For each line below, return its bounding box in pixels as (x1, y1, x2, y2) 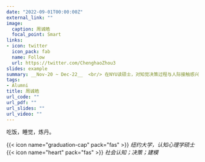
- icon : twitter (6, 43, 48, 49)
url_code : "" (6, 94, 40, 100)
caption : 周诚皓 (12, 26, 51, 32)
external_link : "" (6, 15, 53, 21)
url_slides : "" (6, 105, 45, 111)
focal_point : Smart (12, 32, 62, 38)
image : (6, 20, 23, 26)
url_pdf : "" (6, 99, 37, 105)
